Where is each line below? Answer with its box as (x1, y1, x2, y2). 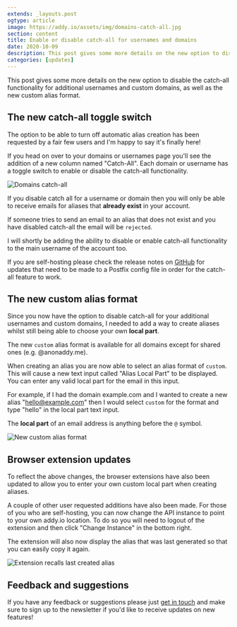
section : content (7, 30, 59, 38)
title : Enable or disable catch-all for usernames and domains (7, 37, 197, 44)
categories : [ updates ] (7, 57, 74, 64)
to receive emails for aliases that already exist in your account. (7, 201, 190, 209)
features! (7, 613, 34, 621)
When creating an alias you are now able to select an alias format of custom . (7, 362, 227, 370)
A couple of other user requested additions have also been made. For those (7, 501, 227, 510)
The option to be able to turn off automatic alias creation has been (7, 130, 200, 139)
